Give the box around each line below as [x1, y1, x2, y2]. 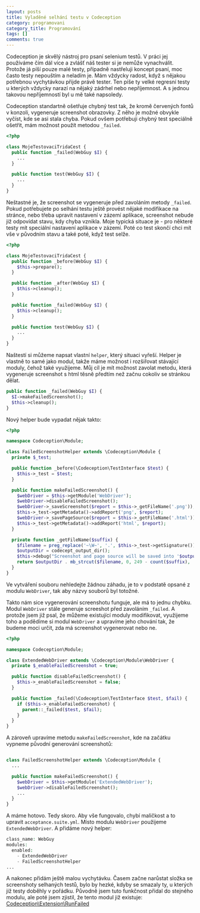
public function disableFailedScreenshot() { [11, 674, 127, 680]
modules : [6, 842, 28, 848]
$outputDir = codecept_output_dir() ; [17, 548, 111, 554]
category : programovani [6, 20, 65, 26]
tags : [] [6, 31, 28, 37]
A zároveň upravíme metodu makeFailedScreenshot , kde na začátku [6, 734, 171, 741]
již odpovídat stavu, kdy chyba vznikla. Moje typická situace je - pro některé [6, 217, 193, 225]
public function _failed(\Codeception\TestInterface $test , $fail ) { [11, 695, 187, 702]
